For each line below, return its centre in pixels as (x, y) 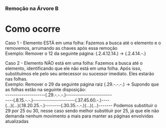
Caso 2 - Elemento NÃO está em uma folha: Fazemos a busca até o (74, 63)
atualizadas (17, 121)
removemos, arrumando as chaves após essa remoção (61, 48)
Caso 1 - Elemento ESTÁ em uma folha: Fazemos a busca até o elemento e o (83, 43)
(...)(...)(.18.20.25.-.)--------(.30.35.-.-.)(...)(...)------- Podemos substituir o (81, 105)
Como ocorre (33, 29)
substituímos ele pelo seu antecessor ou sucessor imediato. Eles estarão (80, 73)
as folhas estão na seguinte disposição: (45, 89)
